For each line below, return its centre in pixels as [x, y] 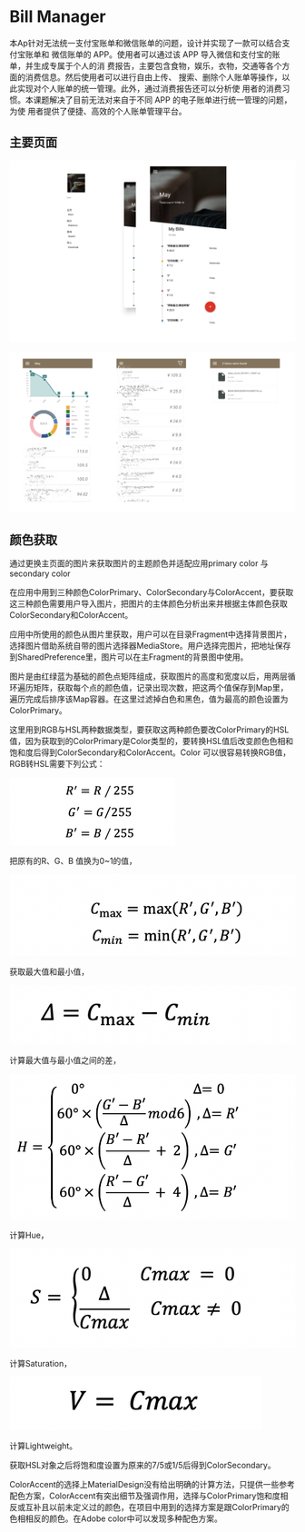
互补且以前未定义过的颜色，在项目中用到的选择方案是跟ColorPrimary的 [157, 1507]
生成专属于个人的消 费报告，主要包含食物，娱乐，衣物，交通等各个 [157, 65]
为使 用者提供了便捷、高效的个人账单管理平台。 [98, 111]
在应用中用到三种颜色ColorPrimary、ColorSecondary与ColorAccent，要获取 [152, 592]
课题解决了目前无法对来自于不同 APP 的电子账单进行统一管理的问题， [162, 99]
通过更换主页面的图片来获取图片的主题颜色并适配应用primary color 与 [139, 563]
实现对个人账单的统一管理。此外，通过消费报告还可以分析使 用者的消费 [149, 88]
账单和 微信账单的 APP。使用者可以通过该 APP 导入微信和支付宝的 [148, 54]
